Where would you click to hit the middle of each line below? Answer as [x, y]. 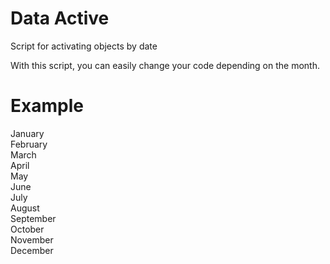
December [32, 250]
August [25, 208]
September [33, 218]
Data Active [60, 18]
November [32, 239]
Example [47, 106]
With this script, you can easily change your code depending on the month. [165, 65]
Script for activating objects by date [84, 46]
